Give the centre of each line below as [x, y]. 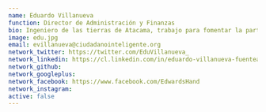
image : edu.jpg [33, 37]
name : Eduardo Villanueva [51, 15]
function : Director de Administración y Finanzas [92, 23]
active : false [32, 96]
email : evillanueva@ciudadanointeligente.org [84, 45]
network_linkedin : [38, 60]
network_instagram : [40, 89]
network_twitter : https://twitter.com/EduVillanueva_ [99, 52]
